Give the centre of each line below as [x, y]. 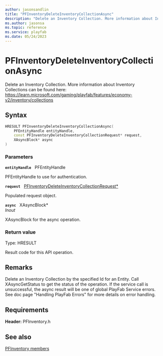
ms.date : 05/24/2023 [26, 37]
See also [18, 337]
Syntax [16, 115]
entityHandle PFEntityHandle [35, 168]
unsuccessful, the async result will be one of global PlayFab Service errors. [81, 289]
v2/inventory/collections [29, 100]
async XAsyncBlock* [27, 205]
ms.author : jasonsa [25, 23]
